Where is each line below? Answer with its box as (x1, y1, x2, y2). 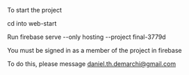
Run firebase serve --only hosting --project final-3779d (7, 33, 166, 41)
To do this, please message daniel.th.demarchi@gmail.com (7, 60, 176, 68)
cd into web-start (7, 19, 57, 27)
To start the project (7, 6, 63, 14)
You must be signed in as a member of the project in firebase (7, 47, 182, 54)
